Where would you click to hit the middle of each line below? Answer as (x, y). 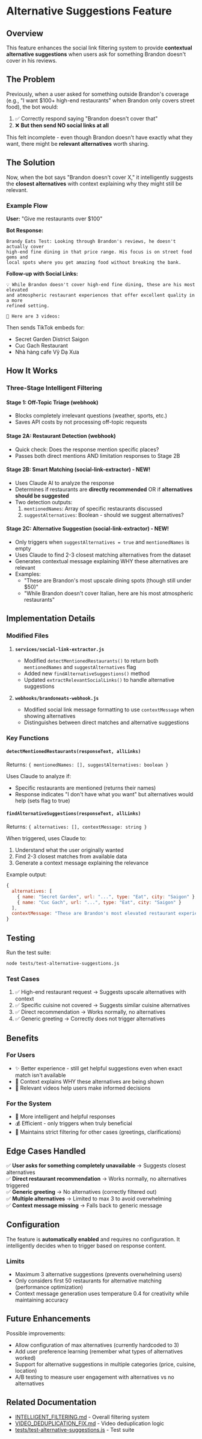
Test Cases (23, 979)
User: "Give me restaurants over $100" (54, 219)
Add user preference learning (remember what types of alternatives (99, 1351)
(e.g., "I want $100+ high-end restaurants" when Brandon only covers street (100, 100)
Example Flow (27, 205)
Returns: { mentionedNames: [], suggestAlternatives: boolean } (87, 764)
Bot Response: (25, 230)
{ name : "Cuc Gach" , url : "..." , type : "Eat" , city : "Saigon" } (99, 902)
